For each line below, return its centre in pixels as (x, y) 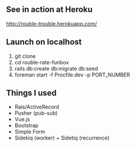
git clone (25, 56)
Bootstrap (26, 125)
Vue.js (22, 120)
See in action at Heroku (49, 10)
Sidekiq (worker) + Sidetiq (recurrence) (62, 138)
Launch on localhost (44, 42)
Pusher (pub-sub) (36, 113)
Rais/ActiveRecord (37, 107)
